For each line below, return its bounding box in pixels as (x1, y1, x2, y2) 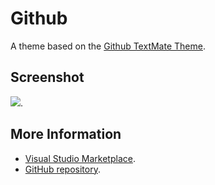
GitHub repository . (24, 163, 101, 175)
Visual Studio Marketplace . (24, 152, 136, 164)
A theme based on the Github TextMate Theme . (10, 40, 206, 52)
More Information (10, 126, 122, 143)
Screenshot (10, 69, 85, 86)
